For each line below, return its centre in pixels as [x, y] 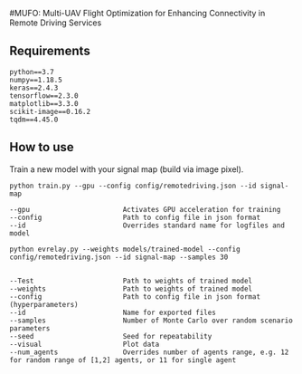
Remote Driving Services [56, 23]
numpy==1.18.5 [36, 80]
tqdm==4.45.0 [34, 120]
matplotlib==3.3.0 [44, 103]
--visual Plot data [85, 344]
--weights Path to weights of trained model [131, 289]
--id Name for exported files [113, 312]
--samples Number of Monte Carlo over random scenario [151, 321]
